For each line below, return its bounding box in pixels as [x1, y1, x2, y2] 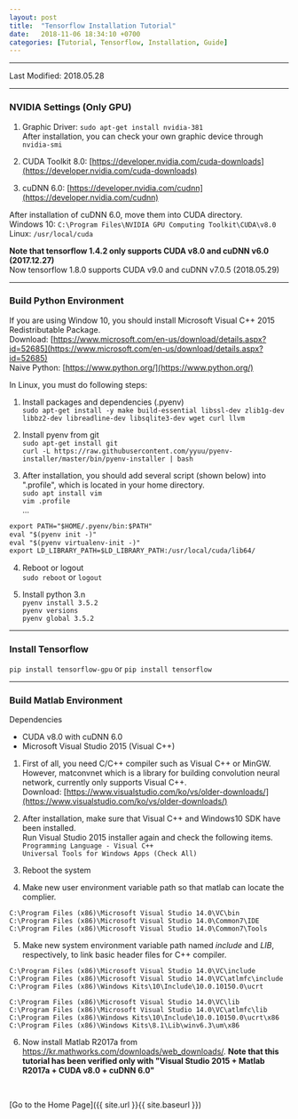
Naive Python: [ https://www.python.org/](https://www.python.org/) [9, 362, 255, 373]
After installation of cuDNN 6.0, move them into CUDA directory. [9, 209, 243, 220]
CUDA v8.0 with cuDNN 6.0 [21, 731, 123, 742]
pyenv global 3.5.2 [21, 615, 95, 624]
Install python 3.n [21, 589, 86, 600]
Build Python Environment [9, 294, 124, 307]
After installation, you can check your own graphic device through [21, 131, 263, 141]
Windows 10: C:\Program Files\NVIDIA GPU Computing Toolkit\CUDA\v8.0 [9, 219, 277, 229]
